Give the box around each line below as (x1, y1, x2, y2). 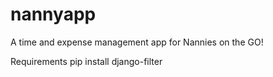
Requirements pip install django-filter (10, 55, 163, 67)
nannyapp (10, 3, 97, 26)
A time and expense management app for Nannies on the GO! (10, 36, 264, 48)
